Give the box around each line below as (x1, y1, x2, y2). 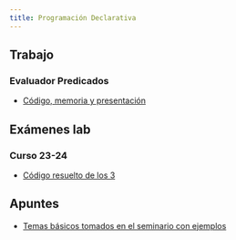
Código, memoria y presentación (22, 95, 146, 106)
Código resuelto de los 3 (22, 170, 116, 181)
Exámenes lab (9, 121, 91, 137)
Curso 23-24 (9, 149, 68, 162)
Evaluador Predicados (9, 74, 109, 87)
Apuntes (9, 196, 59, 212)
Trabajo (9, 47, 55, 63)
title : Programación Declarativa (9, 13, 137, 23)
